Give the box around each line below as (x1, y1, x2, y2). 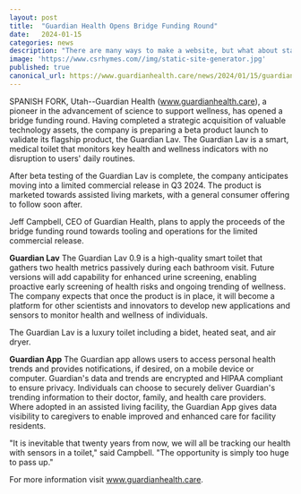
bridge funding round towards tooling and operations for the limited (9, 226, 258, 236)
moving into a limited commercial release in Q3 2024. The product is (9, 180, 262, 191)
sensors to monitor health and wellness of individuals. (9, 310, 209, 320)
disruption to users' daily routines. (9, 153, 136, 164)
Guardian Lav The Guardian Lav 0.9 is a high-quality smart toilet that (9, 252, 262, 263)
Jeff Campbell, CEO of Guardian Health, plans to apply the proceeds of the (9, 216, 285, 226)
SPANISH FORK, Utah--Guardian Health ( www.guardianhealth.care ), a (9, 96, 267, 106)
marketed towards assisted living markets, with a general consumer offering (9, 189, 290, 200)
